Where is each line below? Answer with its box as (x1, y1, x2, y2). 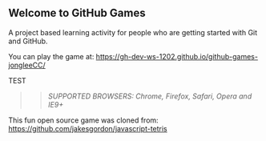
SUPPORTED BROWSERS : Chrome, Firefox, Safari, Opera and (47, 91, 252, 101)
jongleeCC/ (8, 60, 46, 70)
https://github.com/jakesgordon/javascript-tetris (8, 123, 168, 133)
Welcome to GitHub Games (8, 6, 146, 20)
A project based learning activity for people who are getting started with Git (8, 27, 258, 37)
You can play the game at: (8, 51, 95, 61)
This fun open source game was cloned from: (8, 115, 159, 125)
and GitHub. (8, 36, 48, 46)
